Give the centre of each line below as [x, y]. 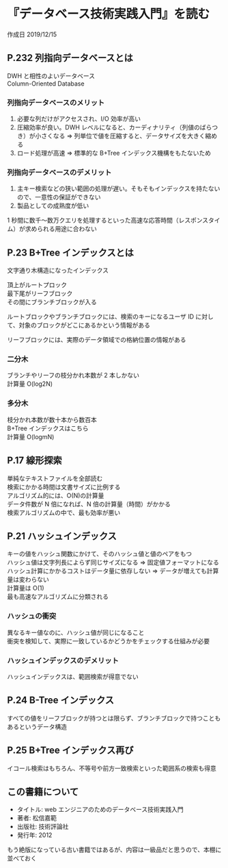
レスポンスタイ [199, 221]
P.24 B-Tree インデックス [61, 700]
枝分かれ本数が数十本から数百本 [52, 419]
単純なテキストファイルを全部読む [55, 478]
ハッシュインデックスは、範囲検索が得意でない [73, 676]
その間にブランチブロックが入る [52, 302]
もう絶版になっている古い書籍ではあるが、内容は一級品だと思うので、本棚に [114, 850]
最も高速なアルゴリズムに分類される [58, 597]
